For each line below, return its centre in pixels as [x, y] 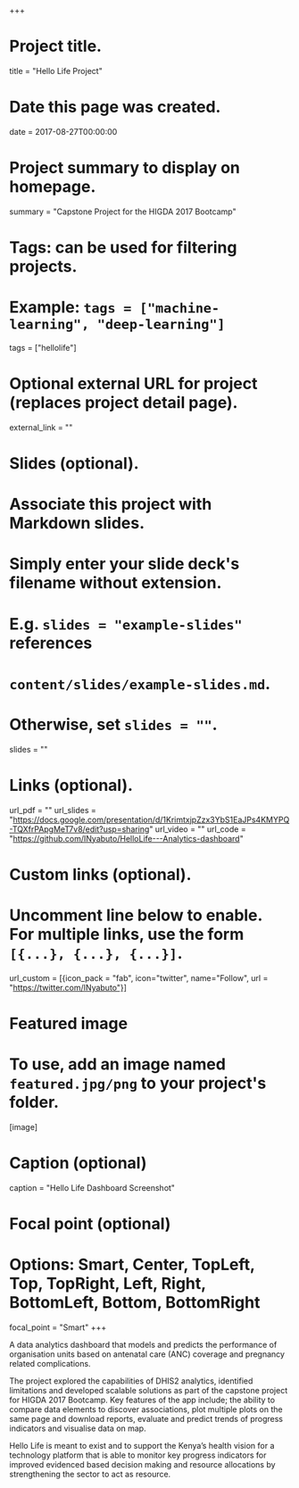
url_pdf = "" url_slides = [53, 810]
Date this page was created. [115, 107]
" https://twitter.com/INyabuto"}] [68, 987]
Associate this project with [111, 504]
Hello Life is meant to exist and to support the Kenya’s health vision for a [142, 1446]
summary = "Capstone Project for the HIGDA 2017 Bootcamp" [123, 212]
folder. [34, 1102]
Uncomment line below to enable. [136, 915]
